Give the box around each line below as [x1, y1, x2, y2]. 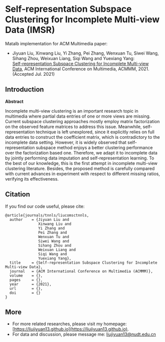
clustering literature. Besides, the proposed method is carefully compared [5, 165, 155, 171]
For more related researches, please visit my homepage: [12, 321, 127, 327]
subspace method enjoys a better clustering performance [35, 144, 153, 151]
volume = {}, [9, 273, 43, 278]
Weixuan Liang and [38, 247, 76, 252]
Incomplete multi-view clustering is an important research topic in [5, 108, 139, 114]
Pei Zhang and [38, 230, 67, 235]
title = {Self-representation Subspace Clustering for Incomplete [9, 260, 158, 265]
